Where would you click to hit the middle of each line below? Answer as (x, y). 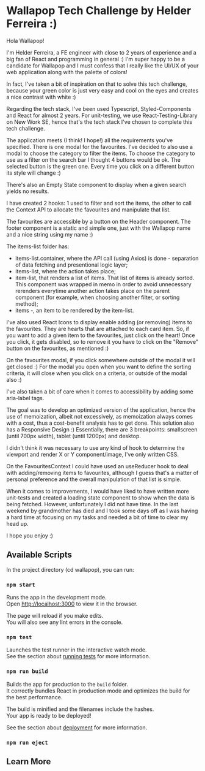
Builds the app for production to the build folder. (67, 684)
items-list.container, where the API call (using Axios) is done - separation (107, 258)
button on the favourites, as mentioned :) (58, 348)
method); (27, 303)
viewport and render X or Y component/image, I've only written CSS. (92, 454)
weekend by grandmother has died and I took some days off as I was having (102, 511)
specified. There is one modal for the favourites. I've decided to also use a (100, 146)
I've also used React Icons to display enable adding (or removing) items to (99, 322)
